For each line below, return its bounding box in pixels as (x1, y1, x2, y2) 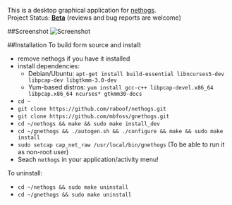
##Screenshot (7, 27, 49, 35)
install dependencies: (17, 62, 80, 70)
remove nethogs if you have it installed (17, 54, 130, 63)
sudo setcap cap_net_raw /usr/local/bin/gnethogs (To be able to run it (17, 140, 225, 149)
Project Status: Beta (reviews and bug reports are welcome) (7, 13, 181, 22)
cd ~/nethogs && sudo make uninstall (17, 184, 129, 191)
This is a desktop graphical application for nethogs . (7, 6, 157, 14)
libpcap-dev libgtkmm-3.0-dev (28, 77, 118, 84)
